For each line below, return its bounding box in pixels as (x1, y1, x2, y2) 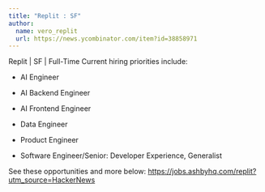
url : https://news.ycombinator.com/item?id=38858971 (15, 34, 198, 43)
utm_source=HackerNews (8, 175, 96, 185)
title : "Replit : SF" (8, 11, 82, 20)
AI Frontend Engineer (19, 104, 92, 113)
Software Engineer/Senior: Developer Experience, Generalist (19, 151, 223, 160)
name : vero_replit (15, 27, 79, 35)
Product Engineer (19, 135, 79, 145)
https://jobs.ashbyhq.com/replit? (147, 167, 257, 177)
